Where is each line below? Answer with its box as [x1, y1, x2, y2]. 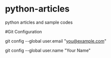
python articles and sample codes [5, 19, 73, 25]
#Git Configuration [5, 29, 42, 34]
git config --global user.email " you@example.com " [5, 38, 107, 44]
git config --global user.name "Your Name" [5, 47, 91, 53]
